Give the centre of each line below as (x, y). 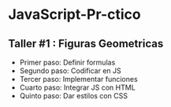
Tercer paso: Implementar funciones (78, 79)
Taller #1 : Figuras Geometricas (86, 44)
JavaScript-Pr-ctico (74, 15)
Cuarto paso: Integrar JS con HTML (77, 87)
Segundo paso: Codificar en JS (71, 71)
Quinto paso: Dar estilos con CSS (74, 96)
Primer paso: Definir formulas (67, 62)
